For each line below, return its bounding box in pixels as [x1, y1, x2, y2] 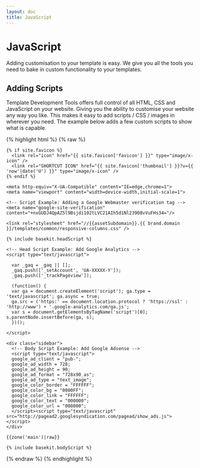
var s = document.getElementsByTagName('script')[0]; [11, 309, 148, 315]
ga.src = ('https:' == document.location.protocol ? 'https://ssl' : [11, 299, 188, 305]
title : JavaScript [6, 14, 52, 20]
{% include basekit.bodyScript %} [6, 445, 93, 451]
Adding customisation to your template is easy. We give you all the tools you [6, 60, 193, 67]
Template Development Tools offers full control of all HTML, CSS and [6, 99, 176, 106]
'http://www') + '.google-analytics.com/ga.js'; [6, 304, 130, 310]
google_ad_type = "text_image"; [11, 377, 93, 383]
